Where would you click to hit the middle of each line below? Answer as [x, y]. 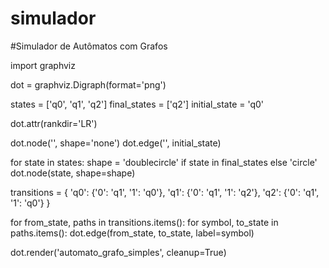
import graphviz [43, 65]
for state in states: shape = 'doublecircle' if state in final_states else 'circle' [164, 162]
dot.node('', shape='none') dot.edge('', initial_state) [116, 143]
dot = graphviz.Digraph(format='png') [88, 84]
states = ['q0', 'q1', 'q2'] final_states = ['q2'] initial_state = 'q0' [137, 104]
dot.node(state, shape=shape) [73, 173]
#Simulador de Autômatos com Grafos [89, 46]
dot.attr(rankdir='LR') [54, 123]
